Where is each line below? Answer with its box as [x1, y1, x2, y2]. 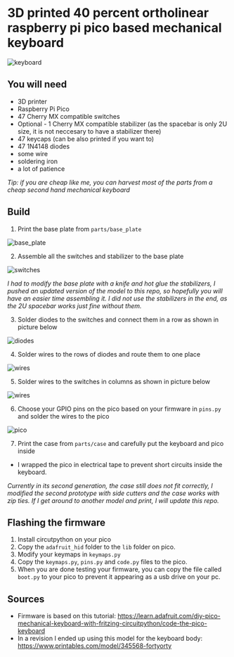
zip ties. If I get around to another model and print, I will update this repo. [7, 496, 219, 504]
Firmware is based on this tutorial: [17, 612, 116, 620]
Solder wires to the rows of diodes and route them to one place [17, 350, 201, 358]
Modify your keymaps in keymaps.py [17, 550, 121, 559]
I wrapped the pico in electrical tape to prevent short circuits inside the [17, 460, 223, 468]
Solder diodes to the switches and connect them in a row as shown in [17, 315, 219, 324]
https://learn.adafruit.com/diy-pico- [117, 612, 221, 620]
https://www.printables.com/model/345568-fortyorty [17, 642, 172, 650]
